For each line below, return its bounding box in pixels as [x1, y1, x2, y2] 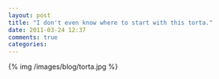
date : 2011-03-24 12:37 [8, 26, 87, 34]
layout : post [8, 11, 51, 20]
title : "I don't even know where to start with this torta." [8, 19, 213, 27]
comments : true [8, 33, 58, 41]
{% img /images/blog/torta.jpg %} [8, 62, 118, 71]
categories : [8, 41, 47, 48]
